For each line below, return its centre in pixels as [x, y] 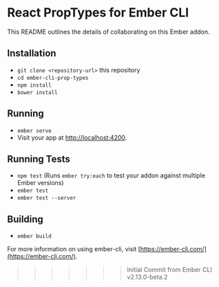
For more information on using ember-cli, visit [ [74, 249]
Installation [32, 53]
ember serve [34, 131]
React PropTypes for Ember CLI [98, 13]
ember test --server [46, 198]
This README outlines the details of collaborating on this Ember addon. [108, 32]
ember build [34, 236]
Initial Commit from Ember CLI [169, 270]
